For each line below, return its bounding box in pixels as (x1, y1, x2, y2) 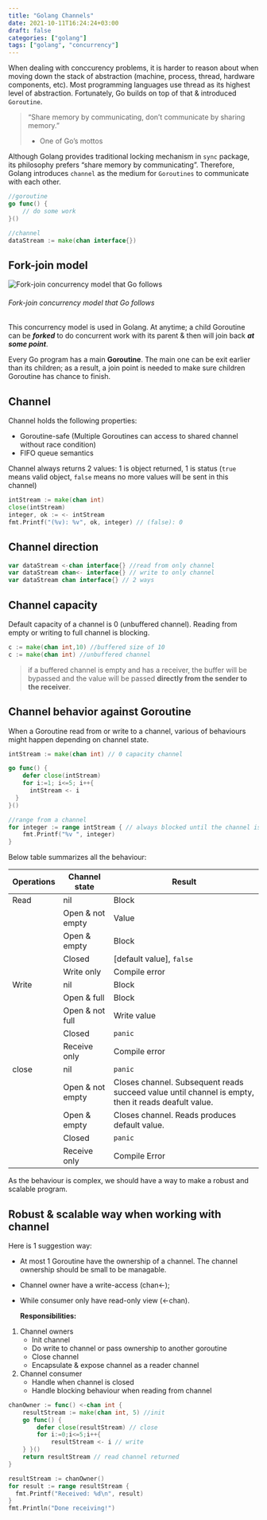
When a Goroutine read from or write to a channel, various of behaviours (8, 726, 246, 736)
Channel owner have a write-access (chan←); (19, 1280, 170, 1290)
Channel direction (8, 541, 99, 554)
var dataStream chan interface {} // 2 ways (8, 576, 155, 584)
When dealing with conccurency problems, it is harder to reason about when (8, 63, 259, 72)
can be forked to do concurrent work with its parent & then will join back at (8, 331, 255, 341)
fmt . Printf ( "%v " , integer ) (22, 830, 115, 838)
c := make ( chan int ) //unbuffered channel (8, 651, 151, 658)
